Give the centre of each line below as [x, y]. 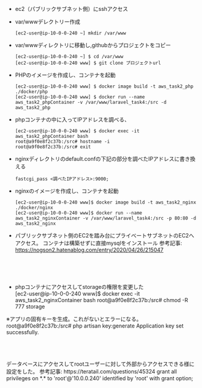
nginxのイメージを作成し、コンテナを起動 [67, 191]
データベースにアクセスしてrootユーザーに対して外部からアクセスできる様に [100, 364]
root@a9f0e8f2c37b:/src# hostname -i [62, 141]
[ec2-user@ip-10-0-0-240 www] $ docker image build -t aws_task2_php [104, 86]
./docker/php [31, 92]
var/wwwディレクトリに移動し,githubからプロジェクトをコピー [93, 45]
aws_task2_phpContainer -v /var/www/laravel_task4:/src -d [91, 102]
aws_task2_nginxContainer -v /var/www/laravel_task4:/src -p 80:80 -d [106, 218]
